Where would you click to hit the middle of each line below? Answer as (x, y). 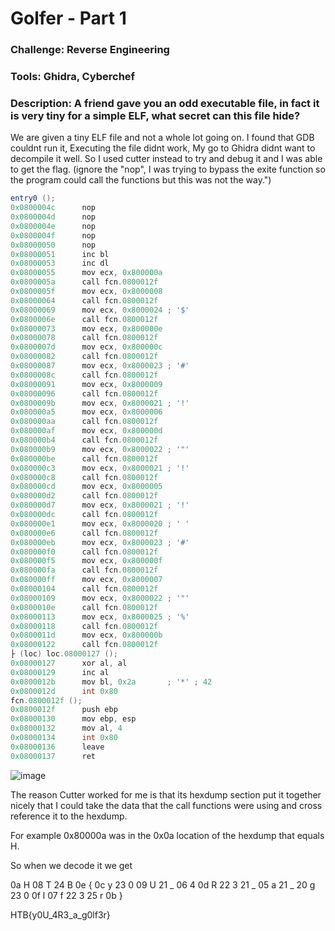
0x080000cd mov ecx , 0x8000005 (86, 487)
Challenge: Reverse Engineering (90, 50)
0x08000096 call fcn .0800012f (84, 393)
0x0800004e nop (53, 226)
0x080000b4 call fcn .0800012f (84, 440)
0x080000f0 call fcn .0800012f (84, 552)
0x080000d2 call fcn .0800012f (84, 496)
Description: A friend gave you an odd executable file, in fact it (165, 103)
